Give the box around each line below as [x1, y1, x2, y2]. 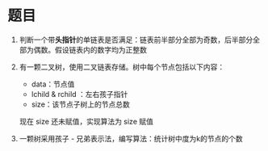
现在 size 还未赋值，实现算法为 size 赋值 [19, 116, 154, 126]
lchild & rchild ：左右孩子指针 [31, 89, 128, 99]
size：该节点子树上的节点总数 [31, 99, 131, 109]
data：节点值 [31, 79, 75, 89]
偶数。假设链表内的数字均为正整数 [33, 44, 147, 54]
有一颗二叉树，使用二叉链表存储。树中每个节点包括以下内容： [19, 61, 225, 72]
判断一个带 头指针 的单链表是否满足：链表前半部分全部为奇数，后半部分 [19, 35, 253, 44]
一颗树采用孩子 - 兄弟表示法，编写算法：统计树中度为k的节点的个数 [19, 133, 243, 143]
